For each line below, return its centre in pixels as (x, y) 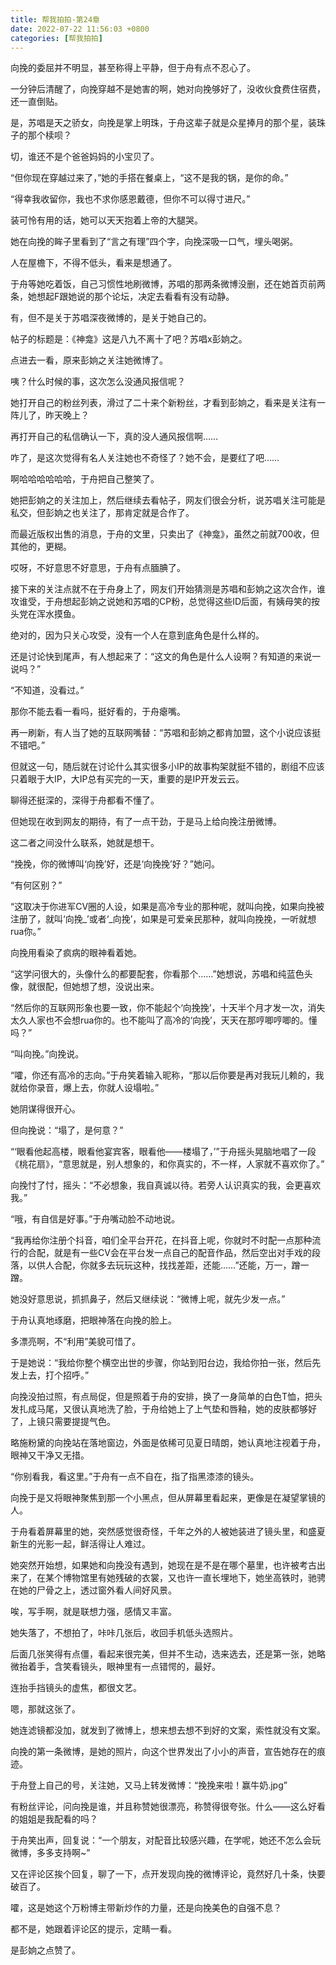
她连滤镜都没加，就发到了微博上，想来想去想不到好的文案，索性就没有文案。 (168, 1730)
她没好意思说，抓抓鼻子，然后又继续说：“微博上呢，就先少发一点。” (148, 1299)
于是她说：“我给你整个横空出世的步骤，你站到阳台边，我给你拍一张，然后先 (166, 1363)
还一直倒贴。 (36, 102)
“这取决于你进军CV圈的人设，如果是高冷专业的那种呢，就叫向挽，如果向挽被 (167, 907)
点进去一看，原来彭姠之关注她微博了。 (89, 360)
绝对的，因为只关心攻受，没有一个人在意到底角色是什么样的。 (137, 635)
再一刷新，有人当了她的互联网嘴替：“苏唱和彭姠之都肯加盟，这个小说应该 (161, 733)
